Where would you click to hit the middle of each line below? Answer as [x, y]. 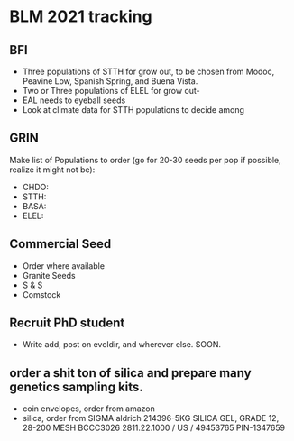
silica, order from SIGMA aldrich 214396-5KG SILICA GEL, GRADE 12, [151, 418]
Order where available [64, 266]
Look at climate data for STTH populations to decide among [133, 110]
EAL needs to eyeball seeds [74, 100]
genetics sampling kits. [77, 386]
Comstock [41, 294]
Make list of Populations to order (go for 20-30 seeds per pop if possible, [145, 160]
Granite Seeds [49, 275]
